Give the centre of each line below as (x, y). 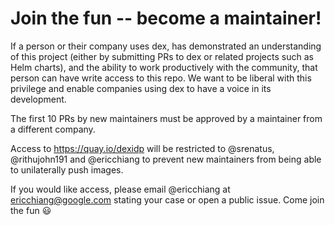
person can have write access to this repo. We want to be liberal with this (161, 78)
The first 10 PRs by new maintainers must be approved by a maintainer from (166, 118)
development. (38, 99)
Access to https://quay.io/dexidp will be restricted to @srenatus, (142, 148)
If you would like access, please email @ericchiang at (120, 189)
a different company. (53, 129)
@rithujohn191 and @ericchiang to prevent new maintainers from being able (166, 159)
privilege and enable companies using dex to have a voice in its (141, 88)
